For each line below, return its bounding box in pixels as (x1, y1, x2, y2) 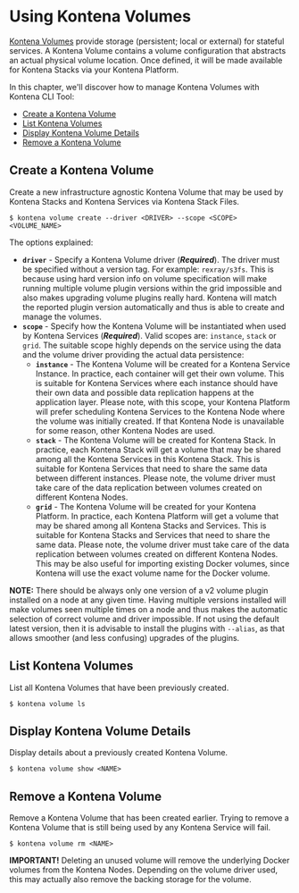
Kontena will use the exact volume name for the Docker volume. (35, 568, 270, 578)
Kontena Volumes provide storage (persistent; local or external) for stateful (9, 36, 285, 46)
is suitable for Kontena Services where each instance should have (35, 377, 278, 388)
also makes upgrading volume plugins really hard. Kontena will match (21, 292, 278, 303)
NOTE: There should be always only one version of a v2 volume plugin (9, 585, 269, 595)
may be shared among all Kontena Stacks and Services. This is (35, 520, 267, 531)
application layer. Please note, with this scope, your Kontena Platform (35, 396, 291, 408)
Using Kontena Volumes (9, 6, 192, 27)
